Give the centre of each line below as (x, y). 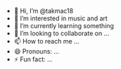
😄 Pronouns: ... (37, 51)
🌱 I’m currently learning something (64, 26)
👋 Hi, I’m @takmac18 (44, 11)
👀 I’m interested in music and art (60, 18)
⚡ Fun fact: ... (33, 59)
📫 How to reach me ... (46, 41)
